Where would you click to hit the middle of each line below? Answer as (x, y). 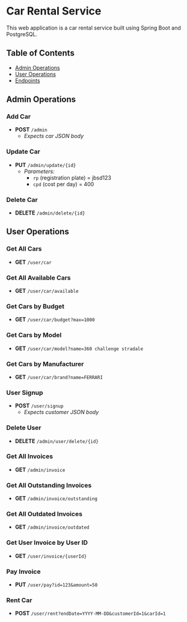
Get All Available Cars (38, 277)
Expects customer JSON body (61, 412)
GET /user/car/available (47, 291)
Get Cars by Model (34, 335)
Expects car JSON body (54, 136)
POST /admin (31, 130)
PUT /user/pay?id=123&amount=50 (56, 584)
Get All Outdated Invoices (44, 514)
